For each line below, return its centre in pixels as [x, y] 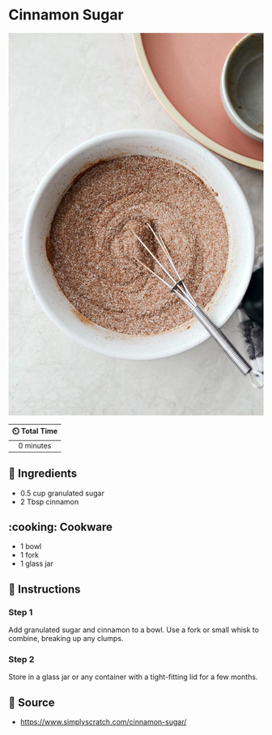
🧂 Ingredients [43, 474]
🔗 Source [32, 702]
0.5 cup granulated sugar [62, 493]
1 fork [29, 555]
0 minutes [35, 446]
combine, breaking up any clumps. [66, 639]
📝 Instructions [45, 589]
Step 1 [21, 612]
